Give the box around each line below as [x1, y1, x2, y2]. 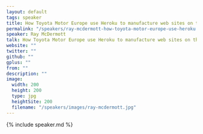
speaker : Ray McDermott [6, 31, 66, 37]
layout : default [6, 8, 47, 15]
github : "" [6, 54, 34, 60]
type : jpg [11, 93, 36, 99]
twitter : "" [6, 48, 36, 54]
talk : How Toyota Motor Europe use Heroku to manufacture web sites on [6, 37, 190, 43]
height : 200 [11, 88, 42, 94]
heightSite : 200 [11, 98, 53, 104]
